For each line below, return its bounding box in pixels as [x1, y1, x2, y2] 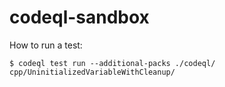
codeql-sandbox [9, 6, 150, 29]
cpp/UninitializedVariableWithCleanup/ [9, 67, 176, 77]
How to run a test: [9, 39, 83, 51]
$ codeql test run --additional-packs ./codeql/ [9, 58, 216, 68]
